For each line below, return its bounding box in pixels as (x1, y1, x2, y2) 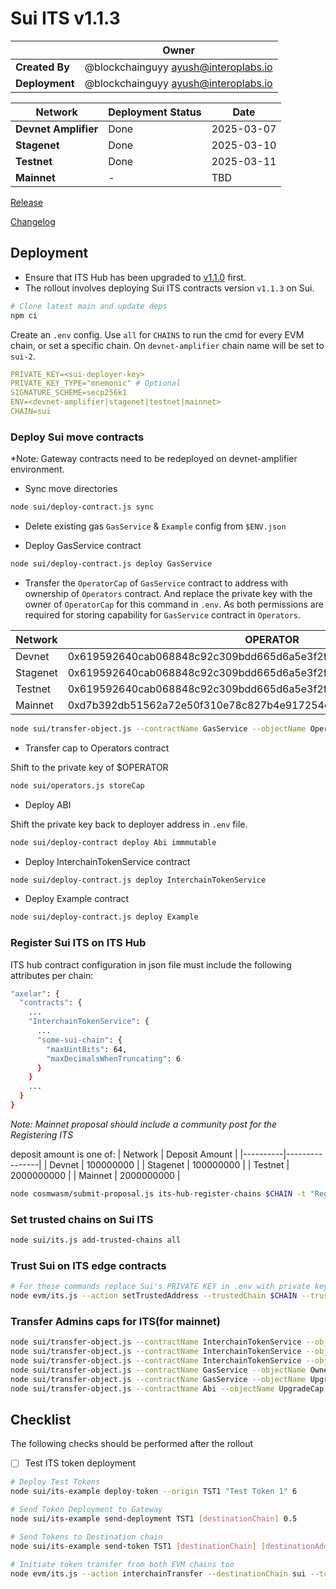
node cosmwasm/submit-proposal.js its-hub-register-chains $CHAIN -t (10, 1188, 307, 1199)
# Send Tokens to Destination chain (10, 1532, 163, 1542)
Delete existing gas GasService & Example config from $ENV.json (24, 520, 287, 532)
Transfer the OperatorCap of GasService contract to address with (24, 577, 288, 589)
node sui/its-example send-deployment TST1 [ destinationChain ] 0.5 (10, 1514, 298, 1524)
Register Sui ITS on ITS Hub (10, 936, 147, 950)
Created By (15, 60, 70, 74)
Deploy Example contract (24, 893, 130, 905)
